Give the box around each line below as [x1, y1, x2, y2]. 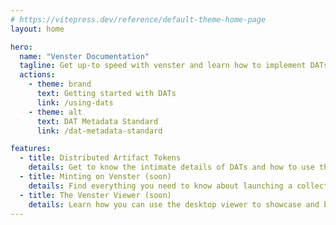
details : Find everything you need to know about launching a [28, 181, 293, 191]
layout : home [10, 24, 65, 34]
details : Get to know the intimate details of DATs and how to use [28, 162, 315, 173]
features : [10, 144, 52, 154]
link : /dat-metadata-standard [36, 126, 163, 136]
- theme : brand [28, 79, 92, 90]
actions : [19, 70, 56, 80]
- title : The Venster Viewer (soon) [19, 190, 172, 200]
